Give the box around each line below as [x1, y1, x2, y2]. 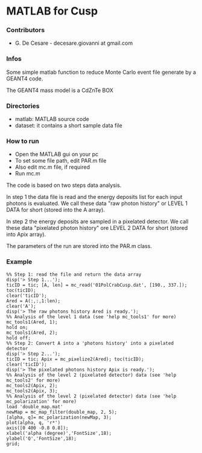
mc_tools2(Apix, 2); [6, 382, 58, 388]
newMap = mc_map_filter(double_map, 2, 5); [6, 409, 118, 415]
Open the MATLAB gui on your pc [14, 151, 99, 158]
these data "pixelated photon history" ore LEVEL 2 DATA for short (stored [6, 224, 188, 232]
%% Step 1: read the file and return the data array [6, 271, 142, 278]
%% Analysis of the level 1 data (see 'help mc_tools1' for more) [6, 313, 177, 320]
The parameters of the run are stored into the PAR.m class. [6, 243, 153, 250]
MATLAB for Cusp [6, 4, 98, 18]
